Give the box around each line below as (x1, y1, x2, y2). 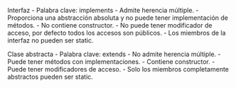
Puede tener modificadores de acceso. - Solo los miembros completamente (7, 65, 230, 73)
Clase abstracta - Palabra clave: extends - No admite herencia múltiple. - (7, 50, 221, 58)
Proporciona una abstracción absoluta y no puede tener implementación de (7, 13, 229, 22)
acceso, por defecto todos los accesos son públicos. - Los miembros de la (7, 28, 226, 37)
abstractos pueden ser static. (7, 72, 94, 81)
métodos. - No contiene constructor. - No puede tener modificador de (7, 21, 213, 29)
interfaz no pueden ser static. (7, 36, 94, 45)
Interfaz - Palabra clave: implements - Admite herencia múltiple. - (7, 6, 199, 14)
